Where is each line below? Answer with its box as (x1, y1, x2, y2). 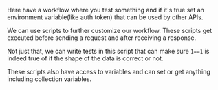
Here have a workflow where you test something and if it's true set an (7, 6, 205, 14)
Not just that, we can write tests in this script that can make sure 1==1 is (7, 47, 210, 55)
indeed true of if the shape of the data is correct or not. (7, 54, 164, 63)
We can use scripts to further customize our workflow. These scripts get (7, 27, 212, 34)
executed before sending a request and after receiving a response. (7, 34, 197, 42)
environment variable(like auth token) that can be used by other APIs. (7, 13, 204, 21)
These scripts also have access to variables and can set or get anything (7, 68, 211, 76)
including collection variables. (7, 75, 91, 83)
